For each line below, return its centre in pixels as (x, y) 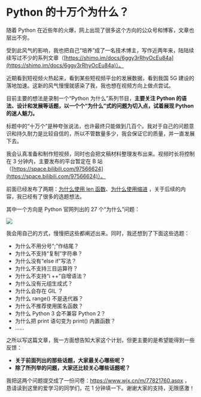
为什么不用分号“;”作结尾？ (47, 246)
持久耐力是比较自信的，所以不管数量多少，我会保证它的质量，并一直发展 (106, 133)
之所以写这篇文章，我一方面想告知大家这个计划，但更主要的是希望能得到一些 (100, 340)
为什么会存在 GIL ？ (39, 291)
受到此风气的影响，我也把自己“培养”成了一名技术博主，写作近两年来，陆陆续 (100, 50)
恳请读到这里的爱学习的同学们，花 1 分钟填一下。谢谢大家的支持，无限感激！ (100, 388)
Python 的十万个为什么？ (68, 12)
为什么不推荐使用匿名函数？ (49, 306)
